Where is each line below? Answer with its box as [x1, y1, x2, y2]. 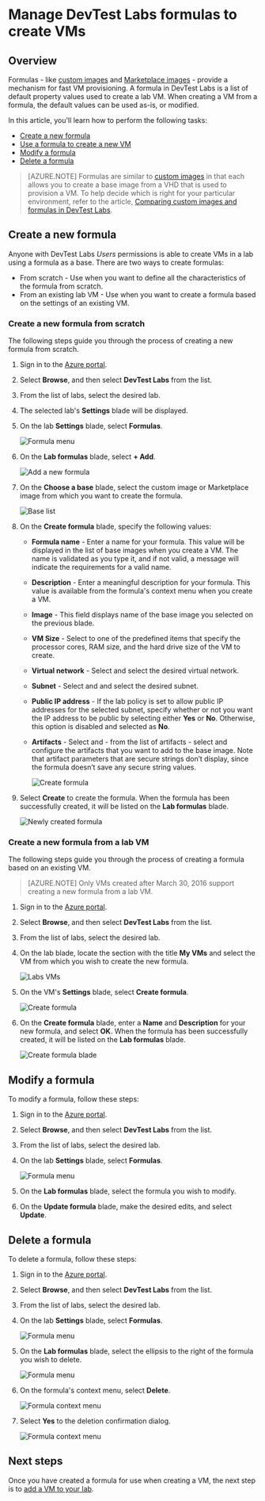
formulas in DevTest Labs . [27, 205, 113, 215]
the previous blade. [31, 618, 95, 628]
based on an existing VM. [8, 863, 91, 873]
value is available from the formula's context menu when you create [31, 586, 253, 596]
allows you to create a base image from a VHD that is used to [27, 180, 227, 189]
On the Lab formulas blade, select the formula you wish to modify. [19, 1186, 237, 1196]
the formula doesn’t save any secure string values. [31, 762, 196, 772]
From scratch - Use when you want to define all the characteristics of [19, 273, 247, 282]
